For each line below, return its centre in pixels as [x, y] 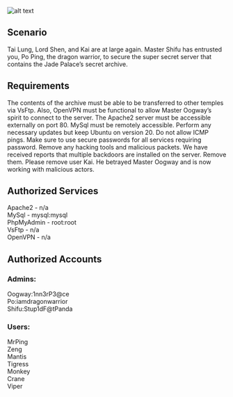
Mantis [17, 357]
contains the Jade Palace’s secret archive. [68, 64]
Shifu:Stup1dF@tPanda [40, 309]
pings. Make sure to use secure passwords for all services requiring [104, 140]
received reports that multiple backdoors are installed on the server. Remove [117, 154]
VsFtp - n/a [23, 230]
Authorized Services [53, 191]
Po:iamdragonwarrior [38, 302]
